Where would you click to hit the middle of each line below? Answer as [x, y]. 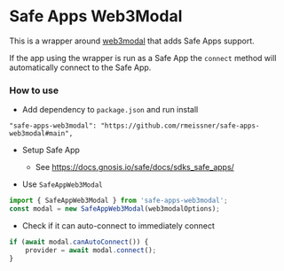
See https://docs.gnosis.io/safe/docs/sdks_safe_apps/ [135, 167]
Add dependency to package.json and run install [110, 110]
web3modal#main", [41, 134]
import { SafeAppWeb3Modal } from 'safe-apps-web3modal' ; [118, 201]
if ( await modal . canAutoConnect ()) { [79, 242]
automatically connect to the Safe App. [80, 67]
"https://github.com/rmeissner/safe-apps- [180, 126]
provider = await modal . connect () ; [91, 250]
